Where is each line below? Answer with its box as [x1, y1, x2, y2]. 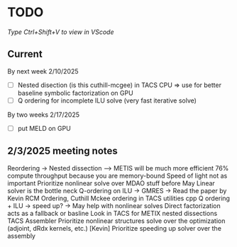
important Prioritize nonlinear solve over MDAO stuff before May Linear [7, 178, 215, 188]
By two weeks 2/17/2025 [7, 110, 80, 119]
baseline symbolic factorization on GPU [17, 88, 133, 97]
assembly [7, 231, 35, 240]
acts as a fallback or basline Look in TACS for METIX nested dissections [7, 209, 218, 217]
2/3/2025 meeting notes [7, 145, 118, 157]
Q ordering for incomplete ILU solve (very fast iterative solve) [17, 96, 197, 105]
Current [7, 48, 43, 60]
